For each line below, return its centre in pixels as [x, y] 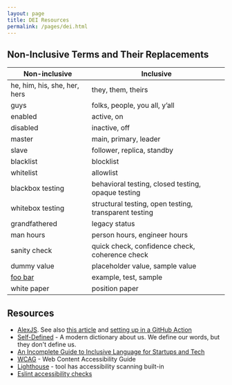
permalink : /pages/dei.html [48, 26]
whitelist [24, 173]
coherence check [120, 255]
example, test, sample [127, 277]
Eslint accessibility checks [55, 374]
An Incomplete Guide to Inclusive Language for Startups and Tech [111, 352]
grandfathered [34, 224]
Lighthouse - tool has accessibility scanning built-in [90, 366]
